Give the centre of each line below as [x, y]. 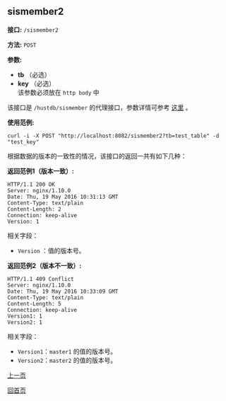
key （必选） [36, 83]
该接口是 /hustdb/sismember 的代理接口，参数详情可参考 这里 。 [100, 107]
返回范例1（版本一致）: [41, 171]
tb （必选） [34, 74]
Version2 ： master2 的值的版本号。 [67, 360]
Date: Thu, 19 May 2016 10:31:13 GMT [63, 197]
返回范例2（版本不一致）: [44, 265]
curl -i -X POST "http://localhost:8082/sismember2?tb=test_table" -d [113, 136]
